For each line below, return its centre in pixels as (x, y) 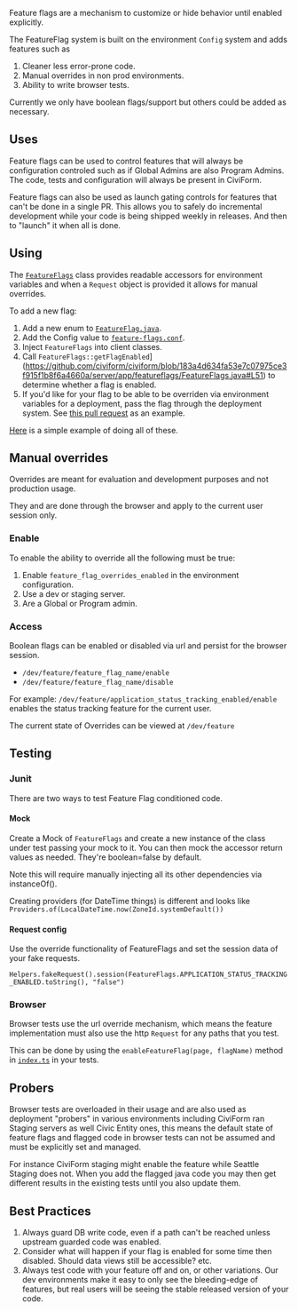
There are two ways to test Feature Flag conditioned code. (116, 798)
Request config (38, 929)
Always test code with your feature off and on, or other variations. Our (150, 1270)
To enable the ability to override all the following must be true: (122, 558)
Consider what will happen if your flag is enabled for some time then (147, 1251)
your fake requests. (45, 958)
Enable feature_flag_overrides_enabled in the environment (130, 575)
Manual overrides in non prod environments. (103, 75)
